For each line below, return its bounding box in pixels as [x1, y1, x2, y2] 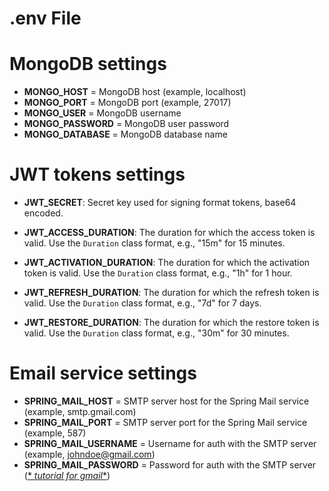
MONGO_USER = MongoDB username [23, 107, 182, 119]
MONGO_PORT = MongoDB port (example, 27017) [23, 97, 232, 109]
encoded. [23, 207, 64, 219]
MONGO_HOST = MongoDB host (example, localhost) [23, 86, 247, 98]
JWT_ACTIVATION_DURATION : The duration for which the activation [23, 257, 311, 269]
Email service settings [9, 362, 197, 385]
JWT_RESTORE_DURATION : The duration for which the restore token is [23, 317, 320, 329]
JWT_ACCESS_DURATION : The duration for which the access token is [23, 227, 316, 239]
